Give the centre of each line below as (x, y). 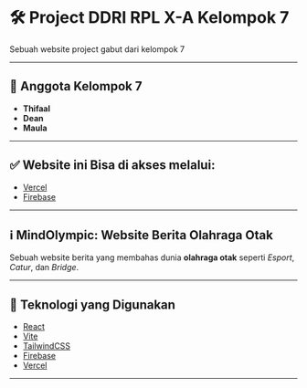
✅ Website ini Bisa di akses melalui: (112, 165)
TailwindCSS (47, 346)
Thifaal (36, 108)
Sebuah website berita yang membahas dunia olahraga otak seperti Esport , (152, 257)
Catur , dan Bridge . (44, 267)
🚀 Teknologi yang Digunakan (93, 304)
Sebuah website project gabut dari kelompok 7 (97, 49)
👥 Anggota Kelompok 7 (76, 86)
